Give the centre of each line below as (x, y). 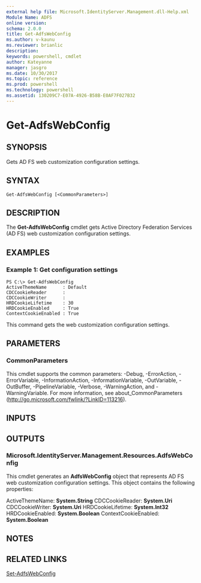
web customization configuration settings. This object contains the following (100, 482)
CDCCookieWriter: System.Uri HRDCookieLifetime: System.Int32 (88, 507)
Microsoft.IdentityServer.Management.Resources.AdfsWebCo (100, 456)
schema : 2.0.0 (24, 29)
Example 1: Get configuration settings (62, 270)
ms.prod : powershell (32, 85)
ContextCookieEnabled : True (43, 314)
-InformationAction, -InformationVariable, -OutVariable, (110, 380)
